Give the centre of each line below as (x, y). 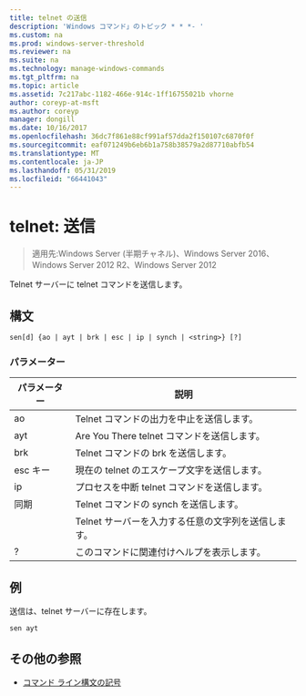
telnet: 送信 (52, 226)
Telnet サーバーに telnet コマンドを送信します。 (98, 284)
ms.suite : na (34, 60)
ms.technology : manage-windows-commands (87, 69)
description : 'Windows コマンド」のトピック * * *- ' (107, 26)
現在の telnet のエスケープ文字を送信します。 (171, 470)
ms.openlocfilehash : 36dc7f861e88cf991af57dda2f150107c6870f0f (132, 137)
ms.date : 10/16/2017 (49, 128)
